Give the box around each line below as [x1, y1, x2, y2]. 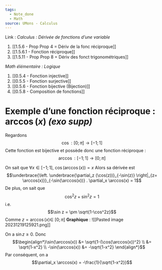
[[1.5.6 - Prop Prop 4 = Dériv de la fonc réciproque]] [12, 44, 116, 49]
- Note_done [9, 12, 34, 17]
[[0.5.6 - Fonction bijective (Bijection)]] [12, 84, 90, 90]
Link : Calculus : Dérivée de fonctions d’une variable [5, 34, 110, 40]
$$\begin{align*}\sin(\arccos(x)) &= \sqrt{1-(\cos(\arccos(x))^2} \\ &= [12, 239, 152, 245]
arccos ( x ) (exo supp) [5, 116, 93, 127]
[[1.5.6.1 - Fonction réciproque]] [12, 49, 75, 55]
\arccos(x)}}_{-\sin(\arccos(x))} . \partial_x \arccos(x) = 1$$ [22, 178, 142, 183]
